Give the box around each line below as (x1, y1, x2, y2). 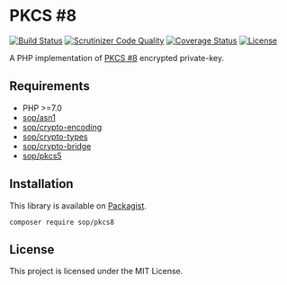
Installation (9, 176, 74, 191)
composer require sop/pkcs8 (9, 218, 115, 227)
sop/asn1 (22, 111, 56, 122)
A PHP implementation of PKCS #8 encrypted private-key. (9, 52, 225, 63)
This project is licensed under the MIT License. (9, 266, 184, 277)
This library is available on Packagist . (9, 200, 147, 211)
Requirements (9, 78, 90, 94)
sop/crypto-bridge (22, 140, 92, 151)
